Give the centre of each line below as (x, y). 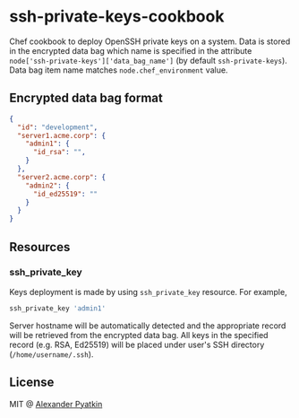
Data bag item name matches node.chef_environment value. (119, 70)
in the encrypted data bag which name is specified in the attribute (131, 50)
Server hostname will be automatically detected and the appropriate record (148, 326)
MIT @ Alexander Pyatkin (56, 404)
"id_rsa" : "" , (60, 152)
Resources (40, 247)
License (32, 383)
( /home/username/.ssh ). (51, 354)
